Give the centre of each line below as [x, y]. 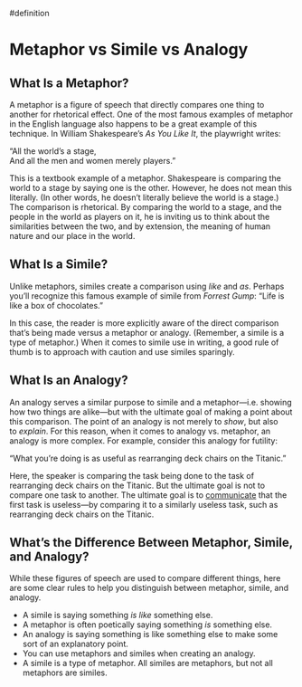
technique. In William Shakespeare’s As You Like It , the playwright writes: [146, 134]
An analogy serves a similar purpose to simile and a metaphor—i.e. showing [151, 402]
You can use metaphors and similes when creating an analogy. [139, 654]
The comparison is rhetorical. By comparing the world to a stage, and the [146, 207]
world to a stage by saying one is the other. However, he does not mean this [151, 188]
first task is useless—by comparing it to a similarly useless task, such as [144, 504]
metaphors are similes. [65, 673]
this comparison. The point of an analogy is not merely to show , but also [144, 421]
